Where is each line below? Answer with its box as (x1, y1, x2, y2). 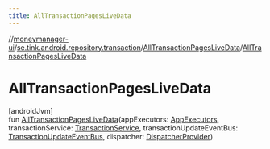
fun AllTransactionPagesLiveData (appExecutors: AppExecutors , (8, 114, 220, 124)
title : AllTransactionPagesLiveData (8, 11, 131, 20)
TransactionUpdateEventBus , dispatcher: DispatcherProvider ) (8, 131, 214, 141)
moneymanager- (13, 34, 69, 43)
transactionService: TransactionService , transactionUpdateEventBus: (8, 122, 239, 133)
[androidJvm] (8, 106, 54, 115)
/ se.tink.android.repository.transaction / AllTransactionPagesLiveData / (14, 42, 243, 52)
